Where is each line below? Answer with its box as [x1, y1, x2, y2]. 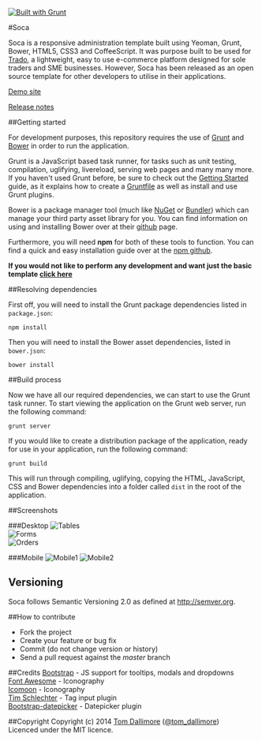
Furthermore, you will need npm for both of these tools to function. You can [8, 238, 254, 246]
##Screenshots [8, 506, 58, 515]
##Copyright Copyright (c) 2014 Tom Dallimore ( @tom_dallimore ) [8, 717, 219, 726]
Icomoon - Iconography [8, 684, 85, 694]
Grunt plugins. [8, 190, 54, 199]
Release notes [8, 103, 54, 111]
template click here [8, 269, 73, 279]
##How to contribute [8, 612, 76, 621]
